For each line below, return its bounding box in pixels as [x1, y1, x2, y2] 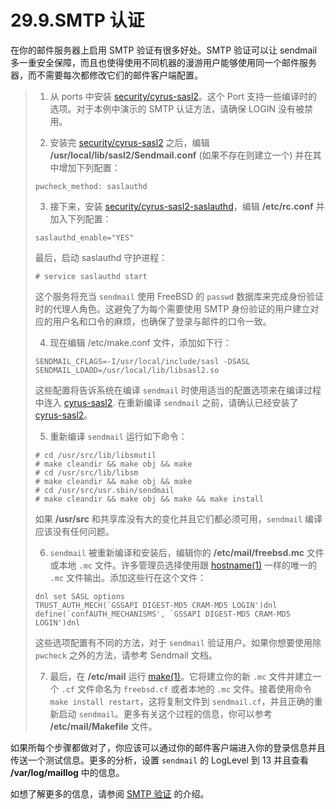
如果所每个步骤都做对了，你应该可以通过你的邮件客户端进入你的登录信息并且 [10, 741, 326, 753]
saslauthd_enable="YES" [34, 232, 135, 243]
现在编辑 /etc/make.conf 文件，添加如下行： [49, 336, 232, 348]
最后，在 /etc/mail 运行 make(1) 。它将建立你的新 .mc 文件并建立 [49, 670, 313, 682]
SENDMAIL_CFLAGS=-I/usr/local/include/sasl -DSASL [34, 356, 251, 366]
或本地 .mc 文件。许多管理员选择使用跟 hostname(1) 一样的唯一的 [49, 559, 317, 571]
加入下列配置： [49, 212, 112, 225]
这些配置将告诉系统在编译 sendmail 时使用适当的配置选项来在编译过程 [34, 384, 322, 396]
